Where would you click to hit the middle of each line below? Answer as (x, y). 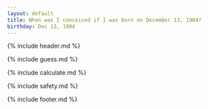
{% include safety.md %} (43, 86)
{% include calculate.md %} (47, 72)
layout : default (30, 13)
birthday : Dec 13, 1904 (41, 26)
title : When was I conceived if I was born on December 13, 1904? (104, 20)
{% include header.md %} (44, 46)
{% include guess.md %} (42, 59)
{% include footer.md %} (42, 99)
